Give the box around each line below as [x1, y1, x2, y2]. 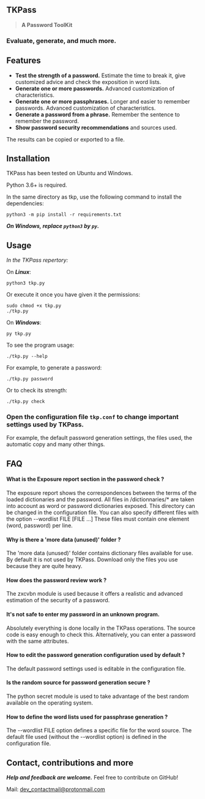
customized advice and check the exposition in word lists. [15, 78, 162, 85]
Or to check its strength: [6, 387, 67, 394]
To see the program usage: [6, 341, 75, 349]
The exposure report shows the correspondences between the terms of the [6, 490, 197, 497]
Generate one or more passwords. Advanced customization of [15, 85, 175, 92]
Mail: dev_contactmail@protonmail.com [6, 786, 105, 793]
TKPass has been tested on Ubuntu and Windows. [6, 170, 133, 177]
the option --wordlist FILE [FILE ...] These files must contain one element [6, 515, 190, 523]
